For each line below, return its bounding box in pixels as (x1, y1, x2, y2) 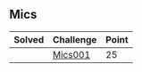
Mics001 (52, 48, 91, 60)
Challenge (52, 33, 97, 45)
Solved (13, 33, 45, 45)
